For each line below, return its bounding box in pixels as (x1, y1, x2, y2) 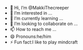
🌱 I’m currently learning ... (9, 15, 63, 21)
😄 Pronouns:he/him (9, 33, 51, 39)
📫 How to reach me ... (9, 26, 56, 32)
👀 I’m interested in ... (9, 10, 52, 16)
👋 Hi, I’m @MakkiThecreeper (9, 5, 69, 10)
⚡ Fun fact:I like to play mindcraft (9, 39, 78, 45)
